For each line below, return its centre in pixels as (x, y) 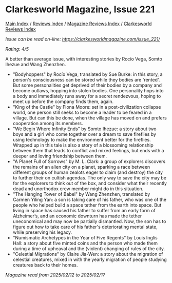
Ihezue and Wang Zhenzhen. (36, 64)
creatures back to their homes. (45, 265)
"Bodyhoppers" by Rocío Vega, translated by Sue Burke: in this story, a (88, 74)
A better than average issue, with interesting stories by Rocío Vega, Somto (84, 59)
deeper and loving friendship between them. (60, 156)
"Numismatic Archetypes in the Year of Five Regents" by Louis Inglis (85, 237)
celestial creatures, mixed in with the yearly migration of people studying (90, 259)
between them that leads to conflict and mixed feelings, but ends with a (88, 150)
